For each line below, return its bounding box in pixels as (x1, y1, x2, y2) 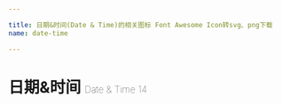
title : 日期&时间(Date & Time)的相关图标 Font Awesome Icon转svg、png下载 (8, 20, 273, 29)
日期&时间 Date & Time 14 (8, 77, 148, 97)
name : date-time (8, 28, 68, 38)
